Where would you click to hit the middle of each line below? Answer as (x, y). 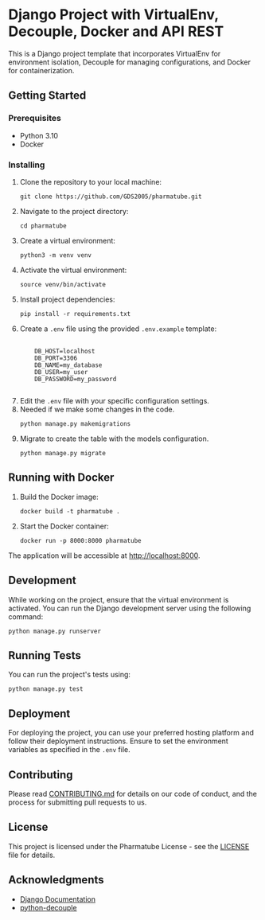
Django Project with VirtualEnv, (113, 15)
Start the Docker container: (64, 526)
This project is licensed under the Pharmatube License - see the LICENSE (129, 846)
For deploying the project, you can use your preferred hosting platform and (131, 733)
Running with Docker (61, 478)
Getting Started (47, 96)
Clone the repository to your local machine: (90, 181)
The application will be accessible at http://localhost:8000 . (104, 556)
